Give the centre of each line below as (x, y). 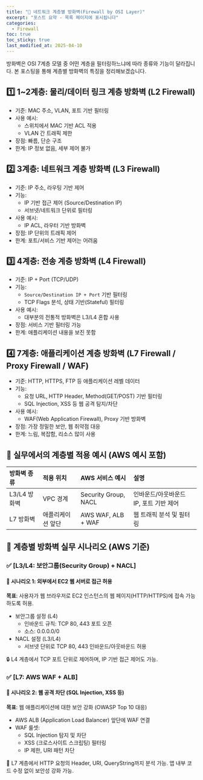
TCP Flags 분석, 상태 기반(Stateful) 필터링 (74, 302)
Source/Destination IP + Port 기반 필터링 (76, 294)
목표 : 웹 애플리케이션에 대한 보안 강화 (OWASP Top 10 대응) (77, 707)
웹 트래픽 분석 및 (155, 515)
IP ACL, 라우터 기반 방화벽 (55, 225)
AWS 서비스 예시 (103, 478)
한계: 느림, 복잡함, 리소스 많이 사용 (55, 434)
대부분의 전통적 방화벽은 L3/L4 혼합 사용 (72, 317)
